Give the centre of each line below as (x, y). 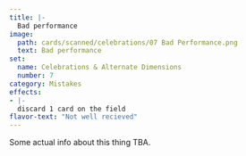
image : (21, 34)
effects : (25, 92)
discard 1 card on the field (72, 109)
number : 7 (35, 76)
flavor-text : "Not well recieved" (74, 117)
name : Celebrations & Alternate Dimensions (99, 68)
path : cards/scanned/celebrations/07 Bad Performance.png (128, 42)
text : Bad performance (59, 51)
